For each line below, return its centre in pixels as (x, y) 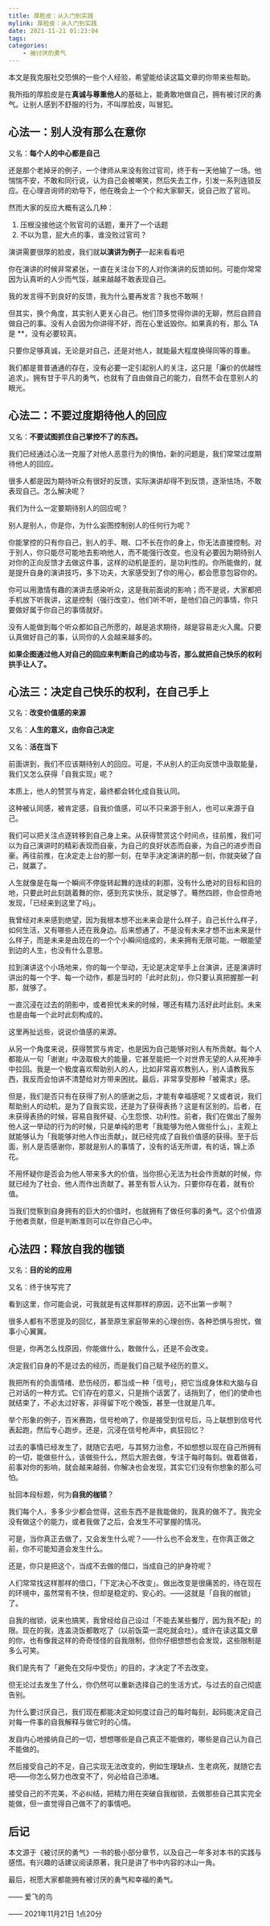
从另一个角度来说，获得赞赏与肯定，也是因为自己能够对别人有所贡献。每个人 (135, 1049)
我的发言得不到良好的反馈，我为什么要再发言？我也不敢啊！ (107, 296)
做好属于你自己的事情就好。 (61, 610)
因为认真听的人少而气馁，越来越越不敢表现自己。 (89, 279)
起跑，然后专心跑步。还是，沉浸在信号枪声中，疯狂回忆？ (110, 1430)
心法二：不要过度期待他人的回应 (88, 416)
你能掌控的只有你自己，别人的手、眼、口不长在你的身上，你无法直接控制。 (131, 542)
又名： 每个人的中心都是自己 (54, 153)
